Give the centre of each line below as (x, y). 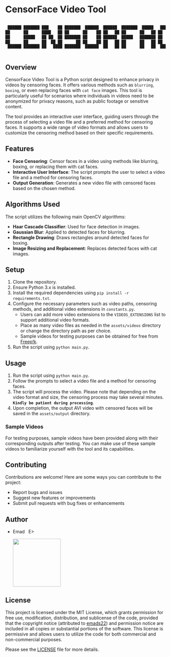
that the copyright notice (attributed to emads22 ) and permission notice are (84, 623)
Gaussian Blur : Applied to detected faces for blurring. (69, 232)
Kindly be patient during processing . (53, 403)
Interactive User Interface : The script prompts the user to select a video (89, 172)
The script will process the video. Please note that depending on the (84, 392)
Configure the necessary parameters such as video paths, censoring (85, 304)
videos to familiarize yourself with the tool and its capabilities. (70, 449)
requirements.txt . (32, 298)
